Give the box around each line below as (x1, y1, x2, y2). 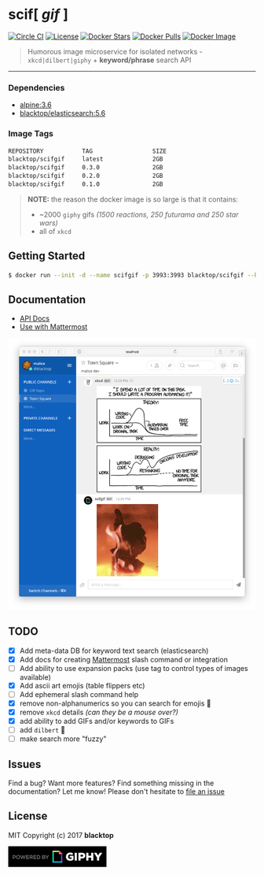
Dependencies (8, 82, 65, 93)
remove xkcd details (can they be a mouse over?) (19, 707, 178, 717)
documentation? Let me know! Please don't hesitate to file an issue (8, 787, 225, 796)
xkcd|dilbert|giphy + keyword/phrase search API (27, 55, 192, 65)
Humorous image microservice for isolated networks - (27, 46, 203, 56)
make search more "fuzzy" (19, 734, 107, 743)
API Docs (19, 313, 49, 324)
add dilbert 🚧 (19, 725, 65, 735)
